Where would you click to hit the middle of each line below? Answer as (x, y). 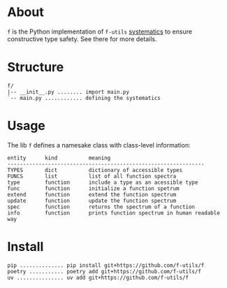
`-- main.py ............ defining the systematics (84, 98)
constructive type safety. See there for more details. (82, 38)
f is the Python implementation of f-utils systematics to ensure (100, 31)
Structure (36, 67)
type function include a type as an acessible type (103, 182)
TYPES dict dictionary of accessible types (95, 170)
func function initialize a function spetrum (93, 188)
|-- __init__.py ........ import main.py (68, 92)
